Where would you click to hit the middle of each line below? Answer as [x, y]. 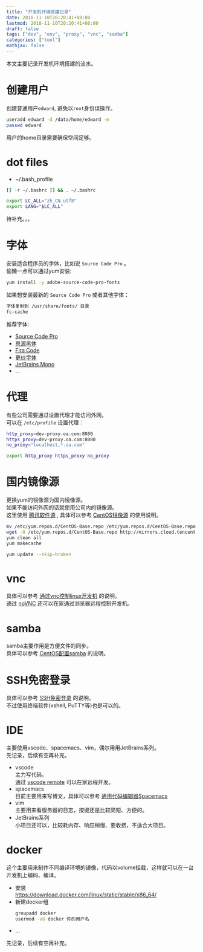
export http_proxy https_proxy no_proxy [58, 456]
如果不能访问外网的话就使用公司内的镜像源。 [62, 508]
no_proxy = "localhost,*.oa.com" [46, 445]
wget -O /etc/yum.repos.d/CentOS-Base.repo [62, 532]
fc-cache [17, 312]
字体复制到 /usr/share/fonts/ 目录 [48, 306]
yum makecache [24, 543]
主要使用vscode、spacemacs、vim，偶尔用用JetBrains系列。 [83, 748]
